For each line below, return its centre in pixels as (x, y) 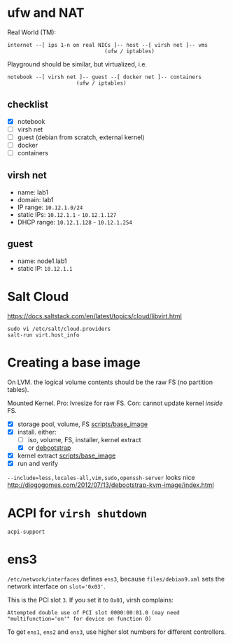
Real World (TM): (32, 32)
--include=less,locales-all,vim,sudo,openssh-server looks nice (101, 477)
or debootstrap (49, 447)
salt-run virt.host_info (43, 335)
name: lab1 (33, 192)
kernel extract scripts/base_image (66, 455)
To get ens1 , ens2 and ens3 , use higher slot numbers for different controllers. (116, 632)
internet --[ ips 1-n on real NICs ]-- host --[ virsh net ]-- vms (108, 45)
